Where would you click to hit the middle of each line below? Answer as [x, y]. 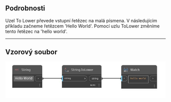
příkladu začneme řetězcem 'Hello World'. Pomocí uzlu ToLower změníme [82, 26]
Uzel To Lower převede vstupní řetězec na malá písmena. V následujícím [81, 20]
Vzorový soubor [31, 52]
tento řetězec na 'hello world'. [36, 31]
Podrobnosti [25, 8]
